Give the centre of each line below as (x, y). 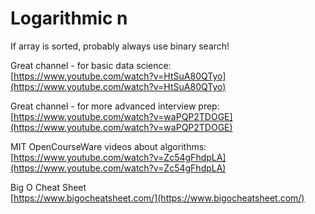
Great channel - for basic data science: (91, 65)
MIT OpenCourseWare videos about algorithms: (108, 146)
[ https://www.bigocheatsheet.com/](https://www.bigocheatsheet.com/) (157, 198)
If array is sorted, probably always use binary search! (120, 46)
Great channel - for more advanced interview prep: (115, 106)
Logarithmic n (69, 18)
